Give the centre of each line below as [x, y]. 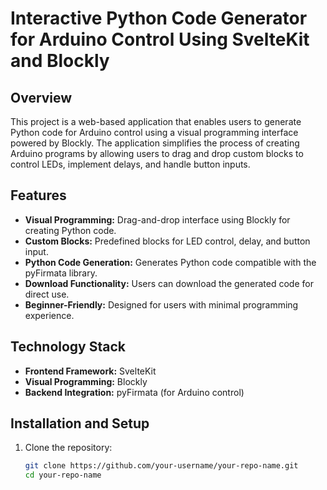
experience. [49, 315]
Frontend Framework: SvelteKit [90, 371]
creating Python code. [70, 230]
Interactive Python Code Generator [159, 18]
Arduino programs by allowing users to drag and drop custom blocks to [157, 153]
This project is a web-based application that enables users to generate [156, 121]
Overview [41, 97]
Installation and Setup [80, 423]
